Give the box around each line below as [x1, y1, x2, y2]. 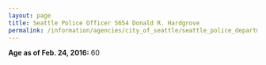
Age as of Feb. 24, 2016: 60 [8, 48, 101, 58]
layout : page [8, 11, 51, 20]
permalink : [8, 26, 44, 34]
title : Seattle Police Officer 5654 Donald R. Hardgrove [8, 19, 200, 27]
